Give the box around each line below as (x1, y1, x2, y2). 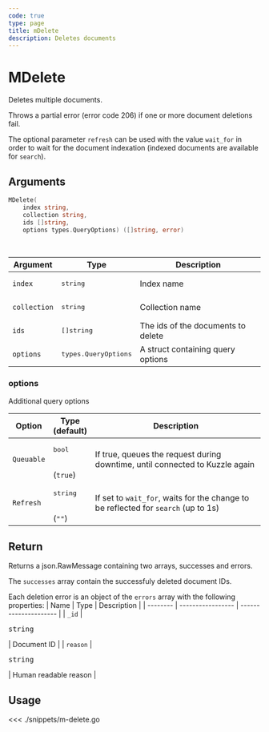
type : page (8, 19, 45, 27)
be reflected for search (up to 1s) (94, 502, 220, 513)
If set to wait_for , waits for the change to (94, 493, 250, 504)
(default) (53, 425, 88, 436)
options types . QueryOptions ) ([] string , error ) (22, 226, 184, 234)
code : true (8, 11, 45, 20)
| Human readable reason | (8, 670, 97, 680)
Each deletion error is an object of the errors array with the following (8, 592, 236, 601)
